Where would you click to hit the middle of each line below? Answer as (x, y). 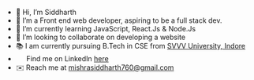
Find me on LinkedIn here (67, 58)
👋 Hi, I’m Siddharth (46, 12)
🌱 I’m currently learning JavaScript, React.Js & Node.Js (105, 29)
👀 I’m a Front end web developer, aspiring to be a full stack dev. (119, 20)
